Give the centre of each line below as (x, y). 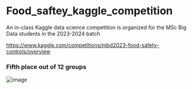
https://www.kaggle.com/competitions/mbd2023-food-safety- (83, 45)
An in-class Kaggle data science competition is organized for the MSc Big (96, 27)
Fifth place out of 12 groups (46, 66)
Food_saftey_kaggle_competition (89, 11)
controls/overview (28, 51)
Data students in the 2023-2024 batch (53, 33)
